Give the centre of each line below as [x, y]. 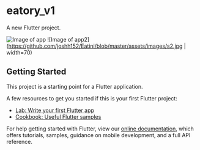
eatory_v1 [31, 11]
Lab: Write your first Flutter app [55, 110]
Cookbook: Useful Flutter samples [58, 116]
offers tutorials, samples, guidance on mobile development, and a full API [98, 135]
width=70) [19, 52]
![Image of [60, 39]
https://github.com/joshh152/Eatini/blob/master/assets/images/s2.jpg [95, 46]
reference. [19, 141]
